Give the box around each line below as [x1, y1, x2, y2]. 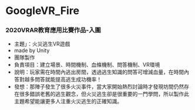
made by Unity [14, 47, 50, 54]
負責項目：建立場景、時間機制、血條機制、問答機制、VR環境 [14, 61, 160, 68]
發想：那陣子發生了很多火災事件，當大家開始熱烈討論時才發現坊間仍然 [14, 83, 184, 90]
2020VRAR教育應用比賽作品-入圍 [5, 26, 101, 35]
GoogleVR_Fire [5, 4, 80, 18]
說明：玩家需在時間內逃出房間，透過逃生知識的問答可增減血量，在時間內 [14, 68, 189, 75]
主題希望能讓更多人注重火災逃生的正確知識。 [14, 98, 123, 105]
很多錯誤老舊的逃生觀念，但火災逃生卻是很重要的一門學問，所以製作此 [19, 91, 189, 98]
